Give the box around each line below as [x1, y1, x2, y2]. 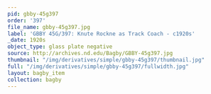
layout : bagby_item [7, 69, 65, 76]
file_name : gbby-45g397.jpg [7, 23, 91, 30]
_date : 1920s [7, 37, 46, 44]
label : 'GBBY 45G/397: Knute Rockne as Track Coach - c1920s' [7, 30, 195, 37]
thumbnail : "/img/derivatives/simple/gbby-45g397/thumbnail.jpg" [7, 57, 205, 64]
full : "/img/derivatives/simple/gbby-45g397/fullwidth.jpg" [7, 63, 190, 70]
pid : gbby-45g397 [7, 10, 59, 18]
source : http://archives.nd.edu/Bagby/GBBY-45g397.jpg [7, 50, 173, 57]
